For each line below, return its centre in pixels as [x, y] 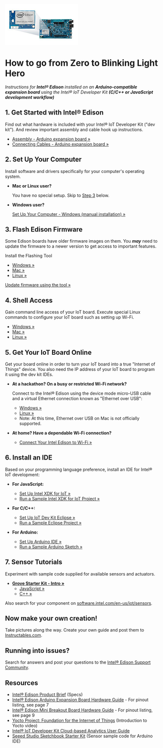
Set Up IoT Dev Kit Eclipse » [47, 518]
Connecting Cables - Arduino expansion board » [60, 144]
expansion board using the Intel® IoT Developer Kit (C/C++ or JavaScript [79, 92]
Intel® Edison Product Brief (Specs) [47, 695]
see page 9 [23, 715]
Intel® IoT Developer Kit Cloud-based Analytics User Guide [71, 731]
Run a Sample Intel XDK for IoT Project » [60, 499]
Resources [22, 683]
